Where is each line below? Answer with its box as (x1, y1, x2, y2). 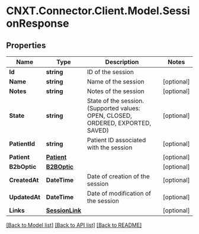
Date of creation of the (86, 172, 150, 180)
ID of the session (86, 68, 134, 76)
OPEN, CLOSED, (86, 111, 132, 120)
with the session (86, 143, 133, 152)
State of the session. (86, 97, 144, 105)
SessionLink (46, 206, 82, 214)
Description (105, 58, 139, 66)
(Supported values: (86, 104, 140, 112)
